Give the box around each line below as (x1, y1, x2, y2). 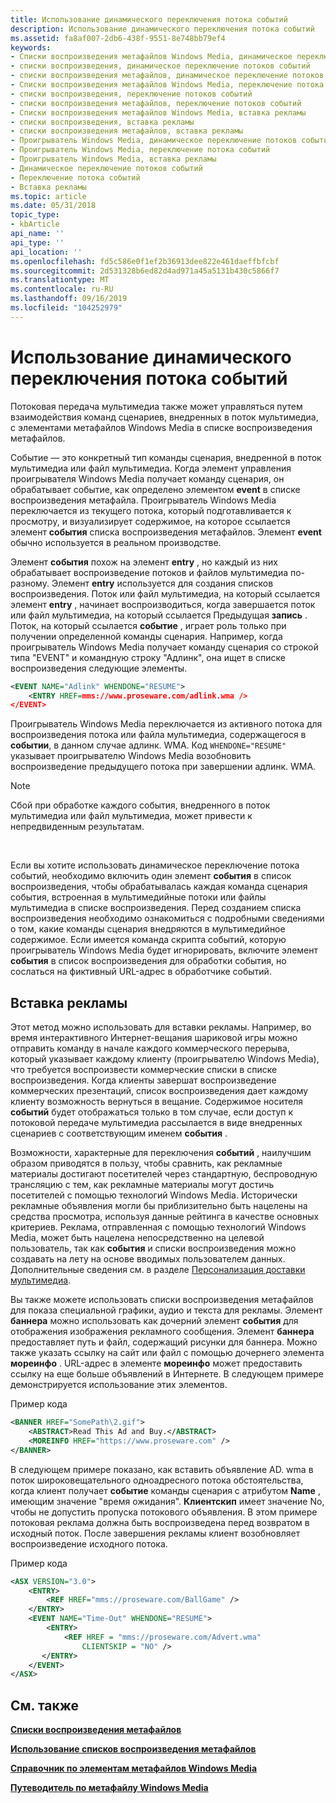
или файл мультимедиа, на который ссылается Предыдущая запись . (10, 609, 308, 621)
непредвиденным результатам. (10, 821, 145, 833)
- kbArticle (10, 219, 60, 230)
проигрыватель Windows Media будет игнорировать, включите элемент (10, 944, 319, 956)
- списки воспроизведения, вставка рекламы (10, 117, 195, 127)
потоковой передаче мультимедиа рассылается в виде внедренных (10, 1117, 303, 1129)
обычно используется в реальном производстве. (10, 536, 222, 548)
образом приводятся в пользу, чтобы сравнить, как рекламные (10, 1157, 283, 1170)
